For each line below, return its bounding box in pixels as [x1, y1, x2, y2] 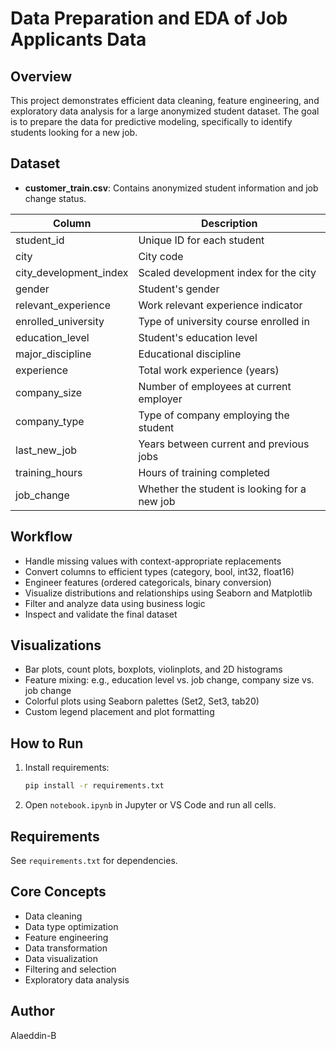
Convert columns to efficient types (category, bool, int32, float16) [24, 565, 295, 577]
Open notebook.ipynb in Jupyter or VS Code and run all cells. [24, 799, 277, 811]
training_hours [15, 465, 83, 479]
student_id [15, 233, 65, 247]
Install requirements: [24, 762, 110, 774]
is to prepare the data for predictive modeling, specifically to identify [10, 116, 293, 127]
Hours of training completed [138, 465, 270, 479]
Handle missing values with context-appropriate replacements [24, 555, 282, 567]
